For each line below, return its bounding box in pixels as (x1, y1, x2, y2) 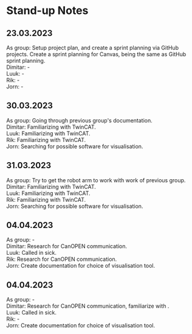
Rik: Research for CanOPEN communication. (6, 255, 117, 263)
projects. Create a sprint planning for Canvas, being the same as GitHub (6, 51, 187, 58)
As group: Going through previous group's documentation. (6, 116, 153, 124)
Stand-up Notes (6, 4, 89, 18)
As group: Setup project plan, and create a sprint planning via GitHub (6, 44, 179, 51)
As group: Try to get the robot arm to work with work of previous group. (6, 176, 186, 183)
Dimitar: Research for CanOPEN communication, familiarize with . (6, 302, 170, 310)
